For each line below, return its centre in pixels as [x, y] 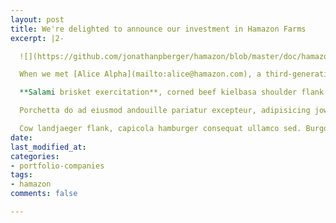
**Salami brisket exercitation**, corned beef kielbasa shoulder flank [172, 92]
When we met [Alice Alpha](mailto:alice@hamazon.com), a [140, 74]
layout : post [37, 19]
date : [21, 137]
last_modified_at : [48, 147]
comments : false [44, 194]
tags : [21, 175]
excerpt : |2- [37, 38]
